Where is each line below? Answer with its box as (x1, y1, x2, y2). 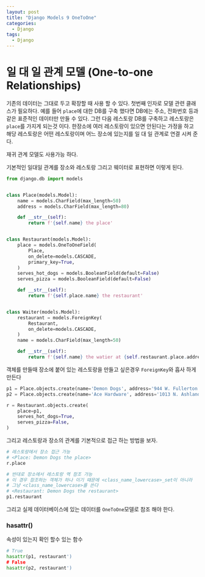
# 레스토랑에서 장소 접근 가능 (6, 449, 71, 455)
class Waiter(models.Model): (6, 309, 81, 315)
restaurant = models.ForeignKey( (17, 314, 103, 320)
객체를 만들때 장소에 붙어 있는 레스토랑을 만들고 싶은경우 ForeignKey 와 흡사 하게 (6, 366, 196, 373)
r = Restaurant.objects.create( (6, 402, 88, 408)
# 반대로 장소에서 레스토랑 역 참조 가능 (6, 471, 93, 477)
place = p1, (17, 408, 43, 414)
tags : (6, 32, 20, 38)
